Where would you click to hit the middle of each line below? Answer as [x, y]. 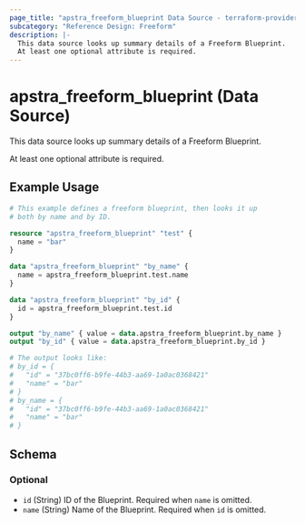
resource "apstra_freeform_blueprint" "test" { [101, 233]
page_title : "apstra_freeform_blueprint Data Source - [115, 18]
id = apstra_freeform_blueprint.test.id [95, 308]
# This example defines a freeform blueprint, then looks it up [133, 208]
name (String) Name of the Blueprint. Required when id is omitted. [144, 509]
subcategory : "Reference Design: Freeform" [93, 26]
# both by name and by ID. [60, 217]
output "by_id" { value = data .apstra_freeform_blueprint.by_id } [138, 342]
